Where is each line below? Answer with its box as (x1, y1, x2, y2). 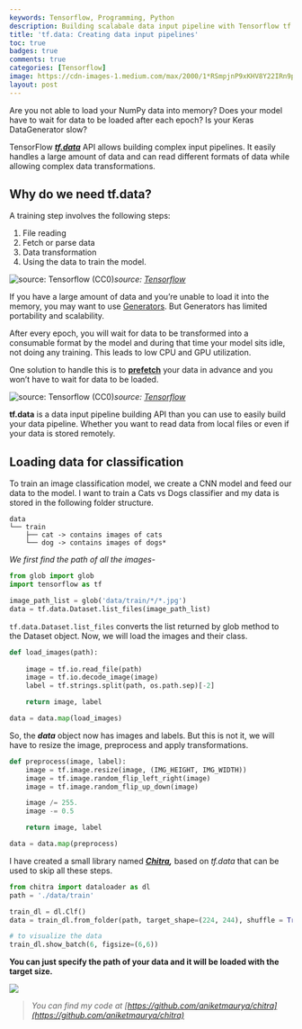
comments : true (9, 55, 67, 64)
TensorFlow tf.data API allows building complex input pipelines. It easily (9, 141, 276, 152)
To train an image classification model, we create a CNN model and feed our (9, 478, 292, 489)
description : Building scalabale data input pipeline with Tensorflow (9, 22, 280, 31)
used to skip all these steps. (9, 865, 113, 876)
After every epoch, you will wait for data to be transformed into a (9, 328, 249, 338)
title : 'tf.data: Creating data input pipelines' (9, 30, 200, 39)
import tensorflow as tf (9, 580, 102, 590)
